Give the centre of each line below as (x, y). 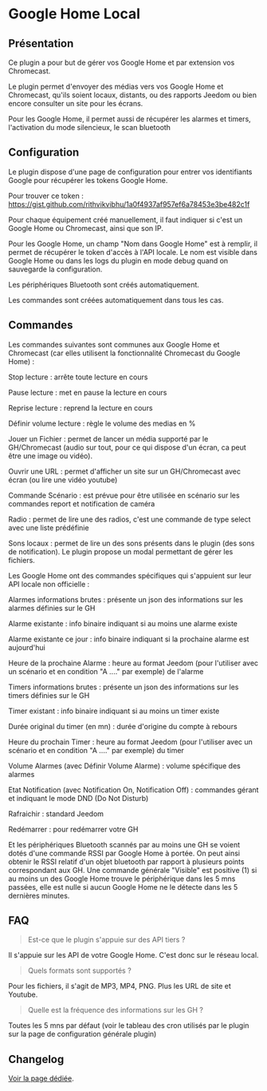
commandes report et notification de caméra (82, 503)
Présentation (41, 44)
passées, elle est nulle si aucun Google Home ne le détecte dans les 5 (123, 887)
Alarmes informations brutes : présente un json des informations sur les (126, 599)
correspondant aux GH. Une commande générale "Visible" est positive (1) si (133, 870)
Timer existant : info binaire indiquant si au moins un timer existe (114, 711)
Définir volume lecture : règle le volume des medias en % (102, 423)
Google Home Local (75, 14)
